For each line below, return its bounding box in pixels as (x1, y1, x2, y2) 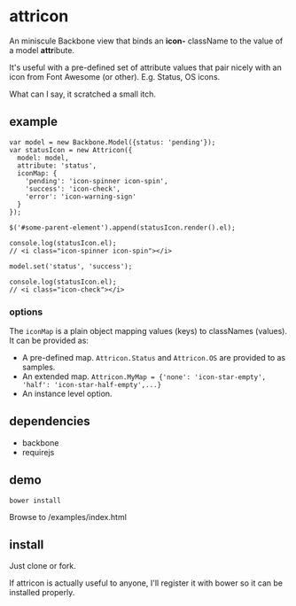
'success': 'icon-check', (25, 184, 121, 193)
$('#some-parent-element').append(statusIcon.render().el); (9, 223, 237, 232)
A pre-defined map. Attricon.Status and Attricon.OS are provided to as (21, 353, 286, 363)
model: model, (17, 153, 69, 162)
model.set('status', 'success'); (9, 261, 133, 271)
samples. (21, 361, 56, 373)
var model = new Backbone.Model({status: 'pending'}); (9, 137, 216, 147)
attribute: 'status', (17, 161, 97, 170)
